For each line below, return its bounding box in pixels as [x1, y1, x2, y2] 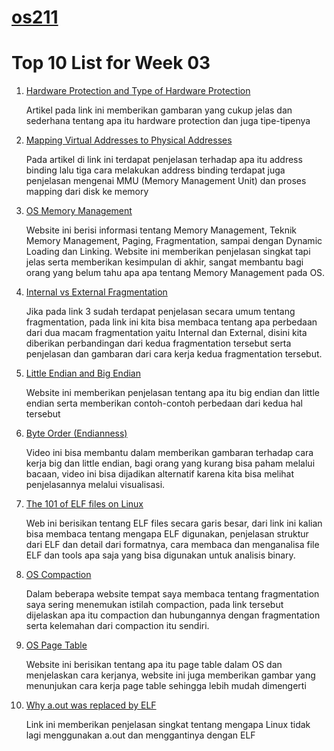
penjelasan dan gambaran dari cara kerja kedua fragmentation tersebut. [25, 348, 323, 360]
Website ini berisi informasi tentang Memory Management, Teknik [25, 224, 298, 236]
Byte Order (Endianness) [25, 427, 128, 440]
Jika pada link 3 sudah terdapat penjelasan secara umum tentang [25, 306, 296, 318]
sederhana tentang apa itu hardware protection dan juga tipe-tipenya [25, 115, 311, 127]
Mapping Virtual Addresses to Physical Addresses [25, 134, 233, 146]
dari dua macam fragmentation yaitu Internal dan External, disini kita [25, 327, 308, 339]
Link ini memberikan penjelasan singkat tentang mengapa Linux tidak [25, 719, 311, 731]
